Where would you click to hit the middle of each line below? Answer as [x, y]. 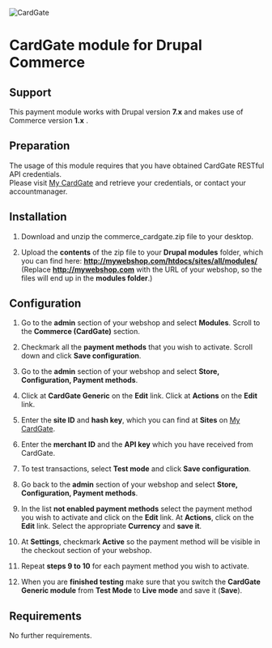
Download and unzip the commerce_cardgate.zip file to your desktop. [137, 236]
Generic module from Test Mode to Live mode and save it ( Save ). [132, 590]
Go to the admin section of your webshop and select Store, [120, 371]
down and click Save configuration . [81, 356]
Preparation [40, 146]
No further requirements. [51, 636]
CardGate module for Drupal [106, 45]
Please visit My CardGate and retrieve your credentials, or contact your [127, 182]
